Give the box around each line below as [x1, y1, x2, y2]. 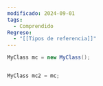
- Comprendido [13, 23, 54, 29]
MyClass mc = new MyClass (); [7, 54, 91, 61]
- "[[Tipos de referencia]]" [13, 35, 97, 42]
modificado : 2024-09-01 [7, 10, 76, 17]
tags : [7, 16, 23, 23]
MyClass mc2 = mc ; [7, 72, 60, 79]
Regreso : [7, 29, 32, 36]
